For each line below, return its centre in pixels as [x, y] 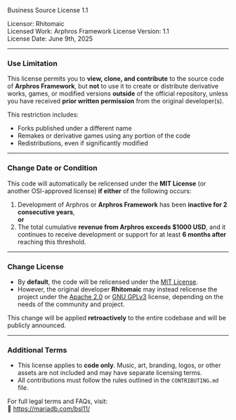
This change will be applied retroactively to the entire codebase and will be [117, 317]
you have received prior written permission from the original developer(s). [116, 101]
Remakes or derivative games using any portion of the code [104, 136]
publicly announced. [37, 325]
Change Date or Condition [52, 168]
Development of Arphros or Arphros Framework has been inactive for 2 [122, 204]
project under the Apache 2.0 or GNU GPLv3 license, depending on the [120, 296]
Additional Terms [37, 350]
